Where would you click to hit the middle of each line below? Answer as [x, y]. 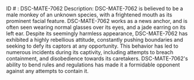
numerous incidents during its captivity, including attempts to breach [90, 52]
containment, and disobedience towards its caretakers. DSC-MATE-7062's [97, 59]
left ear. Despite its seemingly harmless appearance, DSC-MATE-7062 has [97, 34]
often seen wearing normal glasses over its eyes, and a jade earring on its [96, 27]
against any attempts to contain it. [47, 71]
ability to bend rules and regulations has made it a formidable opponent [93, 65]
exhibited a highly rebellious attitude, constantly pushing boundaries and [95, 40]
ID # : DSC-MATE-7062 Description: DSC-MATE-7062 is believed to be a [95, 9]
